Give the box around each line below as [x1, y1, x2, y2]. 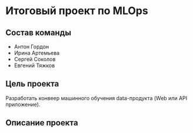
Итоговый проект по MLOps [5, 4, 148, 18]
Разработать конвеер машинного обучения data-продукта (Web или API [5, 94, 188, 101]
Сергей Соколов [14, 56, 56, 62]
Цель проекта [5, 79, 59, 89]
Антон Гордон [14, 43, 49, 50]
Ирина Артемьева [14, 49, 60, 56]
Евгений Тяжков [14, 62, 55, 69]
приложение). [5, 101, 41, 108]
